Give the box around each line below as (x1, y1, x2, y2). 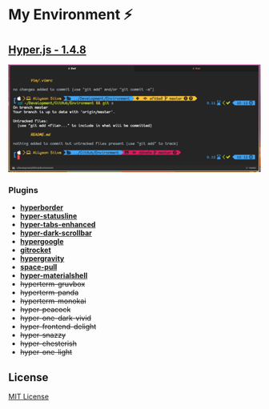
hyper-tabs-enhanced (19, 220, 96, 230)
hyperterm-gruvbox (19, 279, 86, 289)
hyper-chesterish (19, 339, 78, 348)
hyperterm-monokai (19, 296, 86, 306)
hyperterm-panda (19, 288, 79, 298)
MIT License (8, 392, 50, 402)
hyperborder (19, 202, 64, 212)
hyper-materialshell (19, 271, 88, 280)
